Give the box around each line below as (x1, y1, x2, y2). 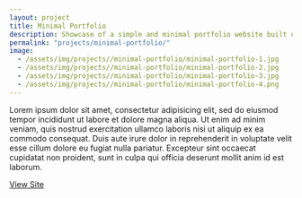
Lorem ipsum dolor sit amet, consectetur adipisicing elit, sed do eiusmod (9, 104, 279, 115)
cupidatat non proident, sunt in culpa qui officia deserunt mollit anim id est (9, 151, 285, 162)
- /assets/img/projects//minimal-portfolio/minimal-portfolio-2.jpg (17, 64, 280, 73)
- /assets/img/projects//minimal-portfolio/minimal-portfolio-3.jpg (17, 72, 280, 81)
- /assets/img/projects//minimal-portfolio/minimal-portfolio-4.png (17, 80, 280, 89)
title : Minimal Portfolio (9, 22, 106, 30)
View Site (9, 178, 45, 189)
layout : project (9, 13, 70, 22)
